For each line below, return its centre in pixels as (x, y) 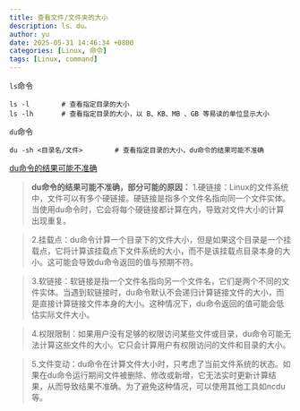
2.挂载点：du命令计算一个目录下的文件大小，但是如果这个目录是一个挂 (161, 240)
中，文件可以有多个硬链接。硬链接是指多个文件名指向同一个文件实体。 (161, 198)
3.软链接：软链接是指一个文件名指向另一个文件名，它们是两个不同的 (156, 281)
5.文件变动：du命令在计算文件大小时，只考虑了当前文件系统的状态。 (157, 364)
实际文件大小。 (67, 315)
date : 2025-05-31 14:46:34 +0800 (72, 43)
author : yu (30, 34)
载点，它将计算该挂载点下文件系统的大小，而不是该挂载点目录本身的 (157, 251)
